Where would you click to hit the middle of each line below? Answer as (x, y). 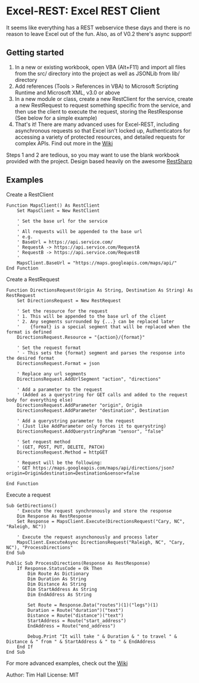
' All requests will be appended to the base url (80, 231)
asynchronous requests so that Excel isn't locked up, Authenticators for (102, 130)
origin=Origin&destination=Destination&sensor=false (73, 473)
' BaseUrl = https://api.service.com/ (65, 242)
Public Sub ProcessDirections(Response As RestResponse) (78, 563)
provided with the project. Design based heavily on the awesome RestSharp (99, 161)
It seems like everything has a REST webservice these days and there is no (98, 27)
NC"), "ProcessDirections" (40, 547)
